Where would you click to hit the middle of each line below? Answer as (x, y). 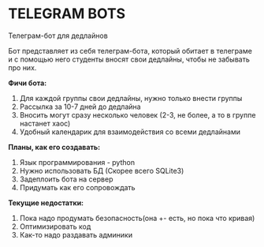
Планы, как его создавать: (54, 147)
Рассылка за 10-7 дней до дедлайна (80, 107)
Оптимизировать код (55, 226)
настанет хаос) (45, 123)
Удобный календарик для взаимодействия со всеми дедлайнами (130, 132)
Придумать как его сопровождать (77, 187)
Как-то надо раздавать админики (76, 234)
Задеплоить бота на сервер (66, 179)
